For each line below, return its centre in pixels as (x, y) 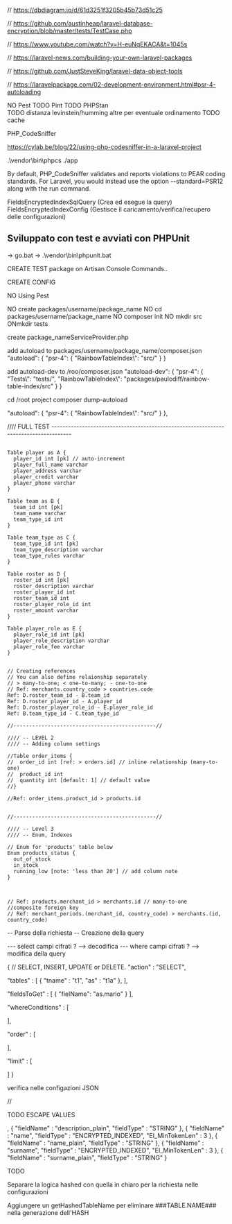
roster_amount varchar (46, 610)
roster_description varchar (54, 586)
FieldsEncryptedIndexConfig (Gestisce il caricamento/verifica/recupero (109, 209)
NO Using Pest (28, 295)
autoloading (24, 92)
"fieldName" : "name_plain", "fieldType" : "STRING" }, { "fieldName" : (106, 1143)
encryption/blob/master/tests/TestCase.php (70, 31)
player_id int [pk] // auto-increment (70, 458)
